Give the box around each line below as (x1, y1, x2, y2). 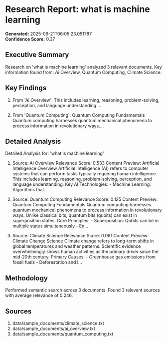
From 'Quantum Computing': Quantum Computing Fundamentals (12, 112, 145, 118)
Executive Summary (5, 51, 69, 59)
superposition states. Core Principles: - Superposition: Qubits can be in (12, 218, 159, 224)
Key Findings (5, 84, 47, 92)
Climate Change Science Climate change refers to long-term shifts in (12, 238, 154, 244)
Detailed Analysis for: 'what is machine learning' (5, 150, 104, 156)
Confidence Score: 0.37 (5, 36, 55, 42)
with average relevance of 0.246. (5, 292, 73, 298)
